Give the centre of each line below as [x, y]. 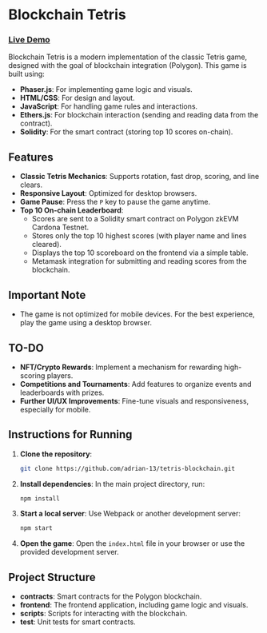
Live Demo [29, 40]
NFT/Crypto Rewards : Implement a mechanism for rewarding [121, 367]
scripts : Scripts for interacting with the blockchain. [104, 614]
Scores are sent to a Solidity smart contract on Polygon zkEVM [135, 219]
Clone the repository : [56, 454]
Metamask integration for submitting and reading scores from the [139, 261]
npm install [40, 498]
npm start [36, 528]
